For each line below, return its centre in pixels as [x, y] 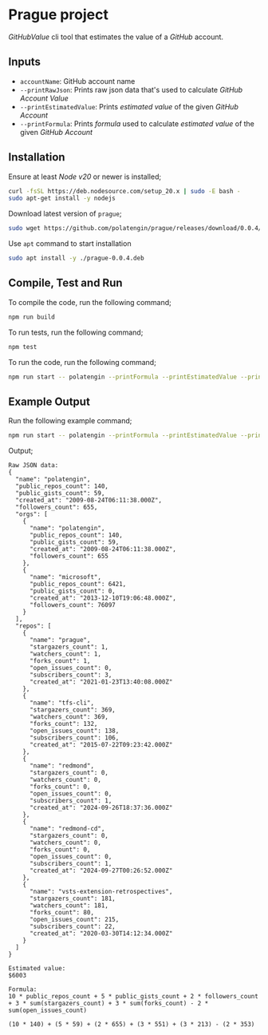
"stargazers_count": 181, [72, 899]
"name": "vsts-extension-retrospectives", [101, 892]
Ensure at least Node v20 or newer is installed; [85, 176]
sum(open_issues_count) [48, 1011]
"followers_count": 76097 [72, 605]
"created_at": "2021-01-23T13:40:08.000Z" [101, 682]
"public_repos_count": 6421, [78, 585]
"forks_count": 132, [63, 724]
